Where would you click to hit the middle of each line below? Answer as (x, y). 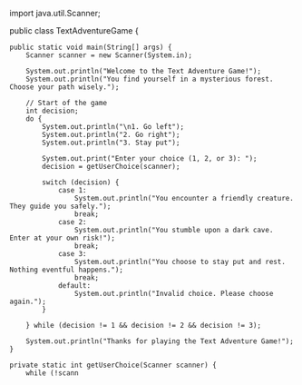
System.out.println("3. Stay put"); (111, 143)
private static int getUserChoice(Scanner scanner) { (113, 365)
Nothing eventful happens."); (67, 270)
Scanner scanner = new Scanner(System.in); (109, 55)
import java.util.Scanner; (55, 13)
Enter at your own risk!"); (63, 238)
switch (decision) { (81, 183)
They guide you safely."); (60, 206)
